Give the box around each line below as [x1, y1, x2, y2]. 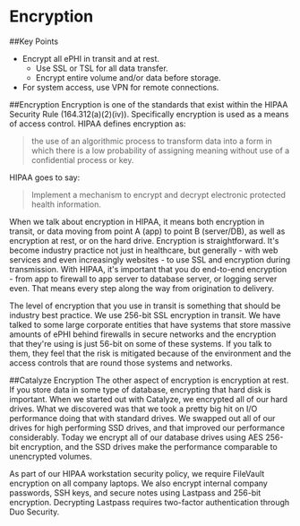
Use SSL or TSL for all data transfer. [35, 63, 168, 73]
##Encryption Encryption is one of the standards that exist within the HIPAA [9, 99, 288, 109]
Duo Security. [9, 506, 60, 517]
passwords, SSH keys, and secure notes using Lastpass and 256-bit [9, 487, 261, 498]
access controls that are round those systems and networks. [9, 357, 233, 368]
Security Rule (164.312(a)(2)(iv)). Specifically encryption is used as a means [9, 108, 289, 119]
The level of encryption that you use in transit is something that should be [9, 300, 281, 311]
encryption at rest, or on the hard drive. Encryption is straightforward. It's [9, 235, 279, 246]
